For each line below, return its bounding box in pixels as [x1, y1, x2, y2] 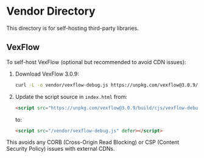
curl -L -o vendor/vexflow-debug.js [15, 82, 108, 88]
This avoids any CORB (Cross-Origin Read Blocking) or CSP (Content [6, 138, 180, 146]
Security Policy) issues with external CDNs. [6, 145, 115, 153]
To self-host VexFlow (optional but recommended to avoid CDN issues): [6, 58, 186, 65]
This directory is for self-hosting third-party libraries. [6, 24, 139, 32]
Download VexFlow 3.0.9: [15, 70, 79, 77]
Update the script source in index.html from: [15, 93, 128, 100]
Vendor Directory [6, 4, 96, 18]
